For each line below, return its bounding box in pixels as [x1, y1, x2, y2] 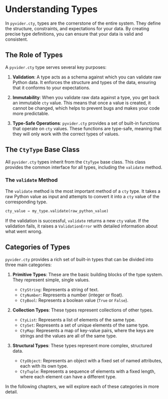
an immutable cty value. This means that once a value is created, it [12, 100, 151, 106]
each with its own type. [20, 363, 69, 369]
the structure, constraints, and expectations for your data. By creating [5, 25, 149, 31]
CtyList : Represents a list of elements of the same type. [20, 316, 136, 323]
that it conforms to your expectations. [12, 85, 90, 91]
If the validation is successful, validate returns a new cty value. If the [5, 217, 149, 223]
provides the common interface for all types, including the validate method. [5, 164, 162, 170]
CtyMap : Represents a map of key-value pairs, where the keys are [20, 327, 154, 333]
